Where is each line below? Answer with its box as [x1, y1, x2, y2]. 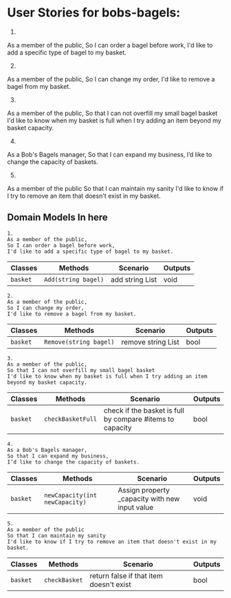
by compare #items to [103, 414, 175, 424]
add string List [111, 274, 157, 284]
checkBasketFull [43, 415, 98, 423]
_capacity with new [118, 494, 180, 504]
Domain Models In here [7, 212, 108, 223]
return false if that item [89, 570, 163, 580]
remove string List [121, 337, 180, 347]
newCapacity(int [43, 491, 98, 499]
